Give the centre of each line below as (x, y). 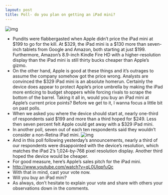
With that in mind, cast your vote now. (51, 172)
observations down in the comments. (51, 188)
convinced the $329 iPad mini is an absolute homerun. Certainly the (82, 81)
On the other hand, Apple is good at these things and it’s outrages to (83, 70)
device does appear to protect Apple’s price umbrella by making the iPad (88, 86)
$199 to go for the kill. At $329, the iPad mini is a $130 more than (79, 44)
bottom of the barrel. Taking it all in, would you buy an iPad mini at (81, 97)
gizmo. (20, 65)
